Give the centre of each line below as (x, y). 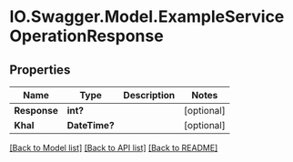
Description (149, 95)
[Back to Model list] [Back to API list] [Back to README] (114, 148)
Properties (40, 70)
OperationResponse (86, 36)
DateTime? (91, 125)
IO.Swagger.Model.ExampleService (147, 17)
